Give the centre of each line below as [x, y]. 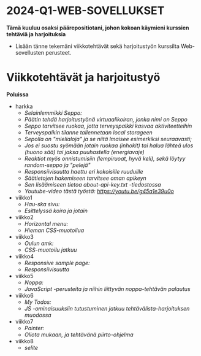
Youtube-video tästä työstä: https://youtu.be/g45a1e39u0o [99, 191]
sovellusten [30, 52]
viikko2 [24, 217]
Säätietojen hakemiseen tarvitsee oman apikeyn [85, 178]
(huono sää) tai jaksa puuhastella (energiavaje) [85, 152]
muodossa [38, 315]
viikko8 [24, 341]
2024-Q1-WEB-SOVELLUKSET [85, 11]
